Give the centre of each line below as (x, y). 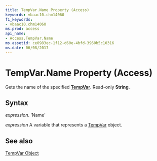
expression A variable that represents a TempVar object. (64, 125)
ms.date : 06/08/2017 (27, 48)
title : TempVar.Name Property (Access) (47, 10)
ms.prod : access (22, 29)
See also (19, 141)
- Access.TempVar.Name (29, 39)
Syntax (17, 103)
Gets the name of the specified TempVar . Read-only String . (68, 87)
